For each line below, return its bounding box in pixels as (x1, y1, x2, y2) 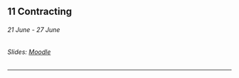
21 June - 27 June (7, 25, 60, 34)
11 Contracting (7, 6, 73, 18)
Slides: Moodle (7, 48, 51, 56)
